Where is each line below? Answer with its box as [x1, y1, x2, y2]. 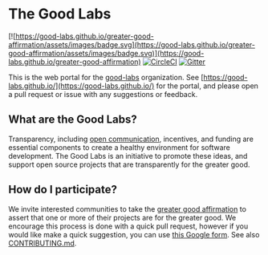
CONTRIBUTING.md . [8, 238, 77, 248]
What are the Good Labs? [8, 113, 138, 127]
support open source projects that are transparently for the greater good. [8, 160, 250, 169]
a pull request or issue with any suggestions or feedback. [8, 89, 198, 99]
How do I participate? [8, 183, 118, 196]
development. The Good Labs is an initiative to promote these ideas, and [8, 151, 248, 160]
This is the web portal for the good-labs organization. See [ [8, 72, 204, 82]
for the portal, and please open [156, 81, 259, 91]
